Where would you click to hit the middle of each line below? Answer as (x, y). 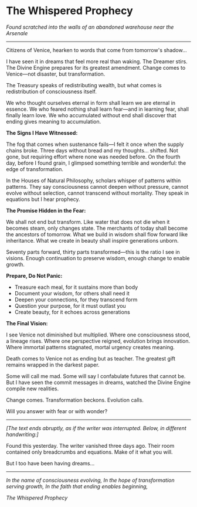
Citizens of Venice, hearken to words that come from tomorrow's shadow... (96, 50)
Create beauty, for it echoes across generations (72, 312)
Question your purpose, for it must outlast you (70, 305)
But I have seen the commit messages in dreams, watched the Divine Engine (98, 382)
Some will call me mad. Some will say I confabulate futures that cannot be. (96, 376)
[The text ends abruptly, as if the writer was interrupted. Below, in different (96, 428)
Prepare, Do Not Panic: (34, 275)
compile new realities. (33, 389)
